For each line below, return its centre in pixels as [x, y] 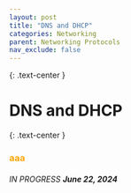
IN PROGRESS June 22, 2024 [63, 179]
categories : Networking [53, 33]
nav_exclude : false [45, 50]
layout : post [33, 17]
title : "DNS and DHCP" [51, 26]
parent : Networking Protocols [65, 42]
